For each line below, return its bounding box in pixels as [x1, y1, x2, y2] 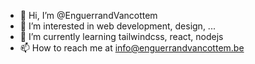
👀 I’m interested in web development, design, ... [19, 20, 216, 32]
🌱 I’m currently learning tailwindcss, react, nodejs [19, 31, 224, 42]
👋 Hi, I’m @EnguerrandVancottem [19, 10, 158, 21]
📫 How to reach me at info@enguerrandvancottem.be [19, 42, 245, 54]
